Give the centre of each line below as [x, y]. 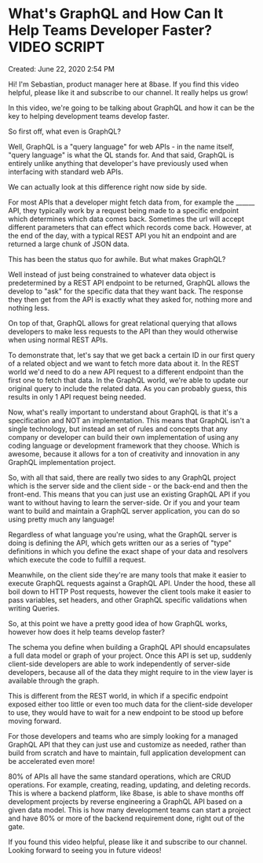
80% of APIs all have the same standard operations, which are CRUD [120, 776]
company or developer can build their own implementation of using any [124, 437]
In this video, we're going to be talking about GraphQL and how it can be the [131, 108]
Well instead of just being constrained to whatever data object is [112, 274]
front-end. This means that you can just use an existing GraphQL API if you [129, 494]
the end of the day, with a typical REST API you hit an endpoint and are [122, 235]
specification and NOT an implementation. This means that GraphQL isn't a [129, 420]
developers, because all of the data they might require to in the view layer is [131, 672]
